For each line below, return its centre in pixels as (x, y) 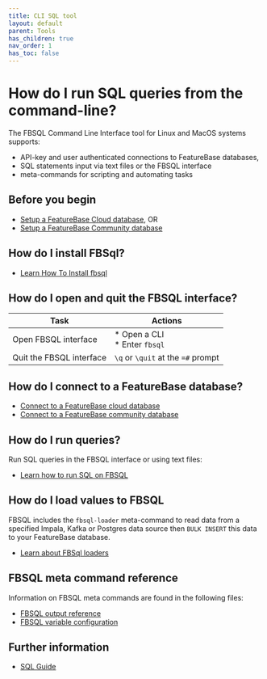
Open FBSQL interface (55, 339)
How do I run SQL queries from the (126, 93)
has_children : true (41, 38)
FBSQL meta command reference (94, 578)
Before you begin (52, 200)
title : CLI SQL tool (43, 16)
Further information (59, 647)
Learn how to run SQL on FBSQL (74, 475)
